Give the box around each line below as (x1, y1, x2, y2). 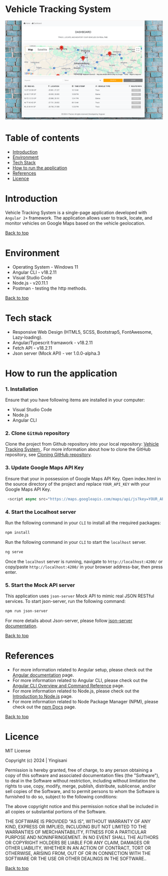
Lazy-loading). (12, 334, 42, 340)
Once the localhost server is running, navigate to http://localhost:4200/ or (5, 558, 163, 564)
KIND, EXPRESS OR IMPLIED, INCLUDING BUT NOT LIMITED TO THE (5, 823, 147, 829)
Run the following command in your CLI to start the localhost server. (5, 539, 146, 545)
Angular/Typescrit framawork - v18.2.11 (12, 339, 93, 346)
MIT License (5, 747, 31, 753)
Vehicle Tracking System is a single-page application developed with (5, 209, 147, 216)
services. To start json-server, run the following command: (5, 598, 126, 604)
